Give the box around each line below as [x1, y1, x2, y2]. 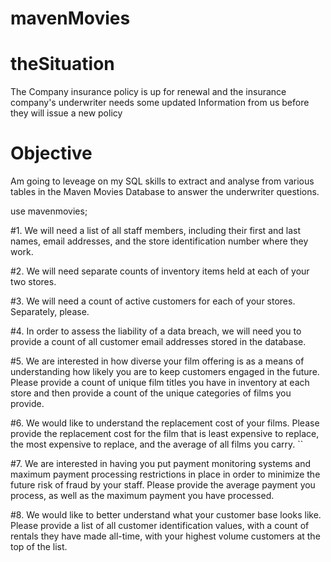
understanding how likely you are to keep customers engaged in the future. [10, 366, 320, 378]
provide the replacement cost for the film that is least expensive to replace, [10, 428, 320, 440]
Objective [10, 142, 93, 165]
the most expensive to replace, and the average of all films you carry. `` [10, 438, 304, 451]
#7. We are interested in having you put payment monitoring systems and [10, 458, 312, 470]
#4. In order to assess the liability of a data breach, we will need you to [10, 325, 302, 337]
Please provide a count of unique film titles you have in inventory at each [10, 377, 310, 389]
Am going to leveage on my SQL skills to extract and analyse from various [10, 175, 315, 187]
